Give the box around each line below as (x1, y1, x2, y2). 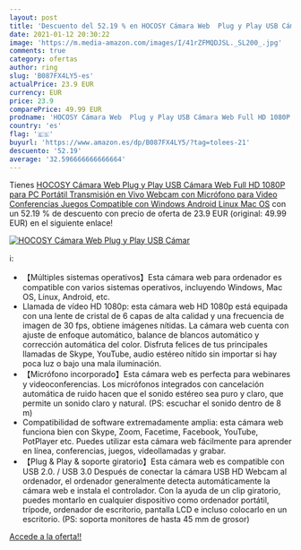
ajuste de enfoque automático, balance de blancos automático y (21, 329, 260, 340)
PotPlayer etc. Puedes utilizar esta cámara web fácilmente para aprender (21, 435, 292, 446)
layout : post (9, 13, 58, 22)
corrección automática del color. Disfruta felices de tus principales (21, 339, 269, 349)
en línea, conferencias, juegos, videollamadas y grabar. (21, 445, 227, 456)
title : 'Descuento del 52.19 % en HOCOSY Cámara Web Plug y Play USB (9, 21, 279, 30)
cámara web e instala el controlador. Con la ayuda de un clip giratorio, (21, 485, 281, 495)
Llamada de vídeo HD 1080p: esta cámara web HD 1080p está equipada (21, 301, 288, 312)
